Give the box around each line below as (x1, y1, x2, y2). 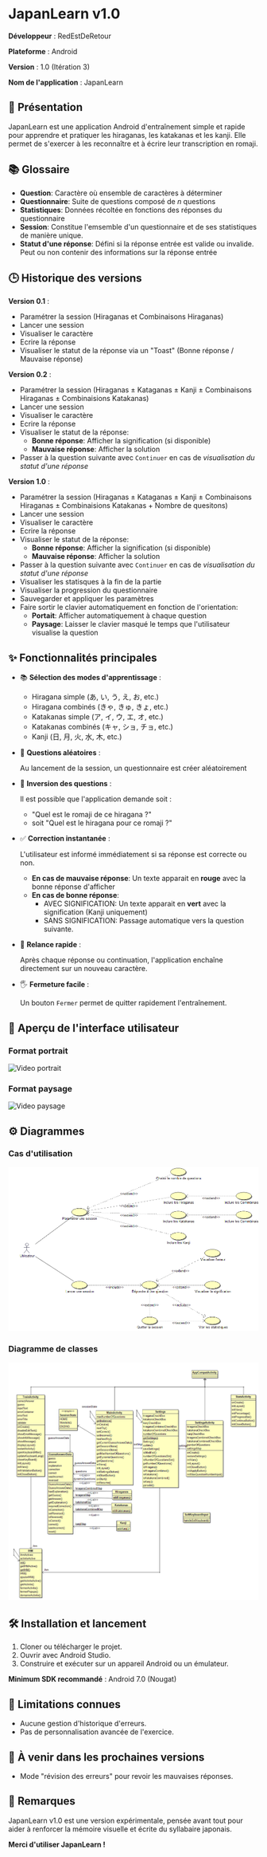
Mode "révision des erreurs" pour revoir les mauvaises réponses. (19, 1772, 234, 1781)
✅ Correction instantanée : (19, 834, 110, 844)
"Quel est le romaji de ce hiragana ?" (31, 810, 153, 820)
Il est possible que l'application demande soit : (19, 794, 172, 804)
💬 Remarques (8, 1795, 75, 1808)
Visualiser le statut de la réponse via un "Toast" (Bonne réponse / (19, 346, 234, 356)
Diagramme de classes (8, 1344, 99, 1355)
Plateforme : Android (8, 46, 78, 56)
